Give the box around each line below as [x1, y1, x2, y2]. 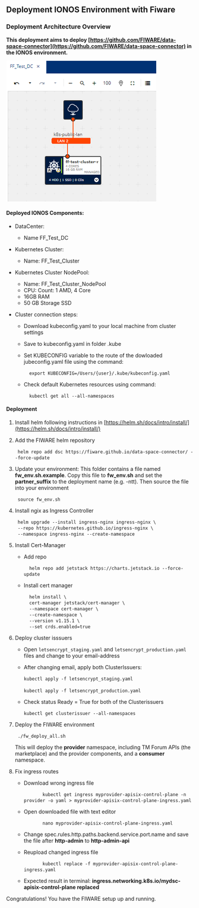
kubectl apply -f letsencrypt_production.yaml [23, 688, 141, 694]
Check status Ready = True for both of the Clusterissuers [23, 698, 164, 706]
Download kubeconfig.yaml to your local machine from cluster [23, 322, 176, 329]
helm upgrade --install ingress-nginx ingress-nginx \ [17, 519, 156, 526]
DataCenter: [14, 223, 45, 230]
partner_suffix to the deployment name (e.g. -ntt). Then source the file [14, 478, 189, 485]
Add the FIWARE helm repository [14, 437, 95, 444]
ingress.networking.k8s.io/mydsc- [91, 878, 181, 885]
